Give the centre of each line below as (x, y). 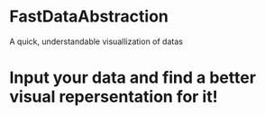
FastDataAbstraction (89, 17)
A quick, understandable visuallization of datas (96, 41)
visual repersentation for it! (114, 97)
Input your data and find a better (133, 78)
